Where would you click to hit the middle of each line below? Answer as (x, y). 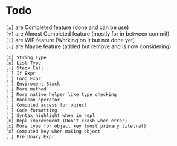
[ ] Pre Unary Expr (30, 136)
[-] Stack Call (25, 68)
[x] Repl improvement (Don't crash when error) (67, 121)
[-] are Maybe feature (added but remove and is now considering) (88, 46)
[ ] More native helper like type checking (61, 94)
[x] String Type (26, 57)
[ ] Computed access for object (46, 105)
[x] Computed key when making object (53, 131)
